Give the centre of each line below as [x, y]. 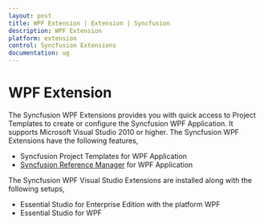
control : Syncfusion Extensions [62, 46]
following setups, [37, 189]
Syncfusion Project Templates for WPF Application [103, 156]
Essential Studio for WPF [61, 213]
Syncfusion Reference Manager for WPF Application [106, 165]
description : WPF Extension [55, 31]
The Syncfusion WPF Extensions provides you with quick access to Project [132, 115]
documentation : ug [39, 53]
